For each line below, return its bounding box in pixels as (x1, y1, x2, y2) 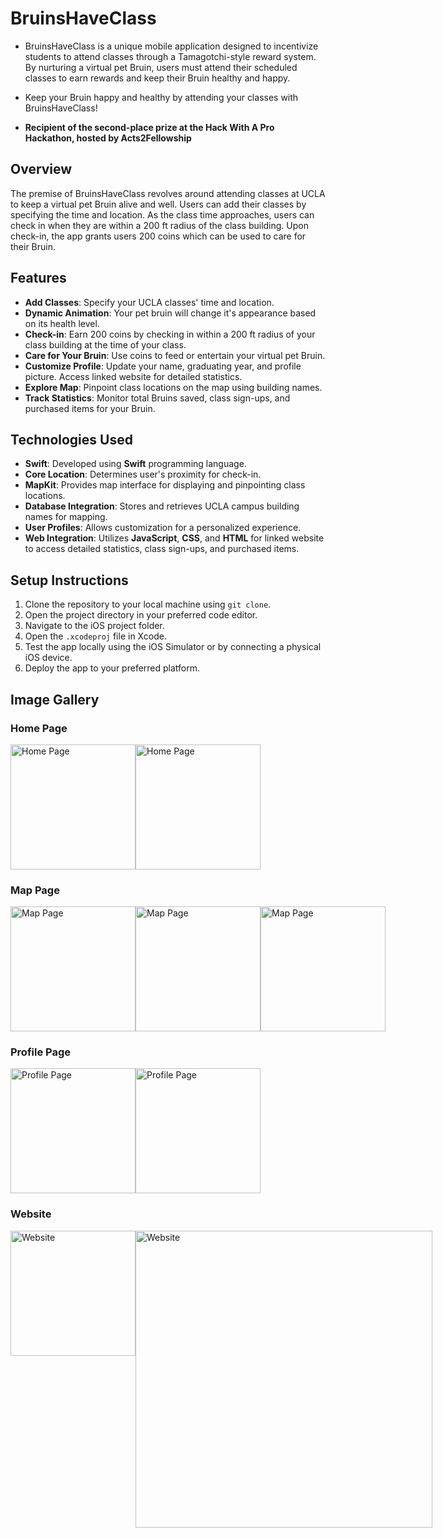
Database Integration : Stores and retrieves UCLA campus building (24, 500, 300, 512)
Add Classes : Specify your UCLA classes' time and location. (24, 296, 275, 308)
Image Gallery (10, 691, 100, 708)
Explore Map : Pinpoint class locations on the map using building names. (24, 381, 323, 393)
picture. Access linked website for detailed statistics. (24, 370, 243, 382)
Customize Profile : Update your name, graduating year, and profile (24, 360, 302, 372)
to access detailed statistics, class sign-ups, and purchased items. (24, 543, 300, 555)
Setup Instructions (10, 572, 129, 589)
